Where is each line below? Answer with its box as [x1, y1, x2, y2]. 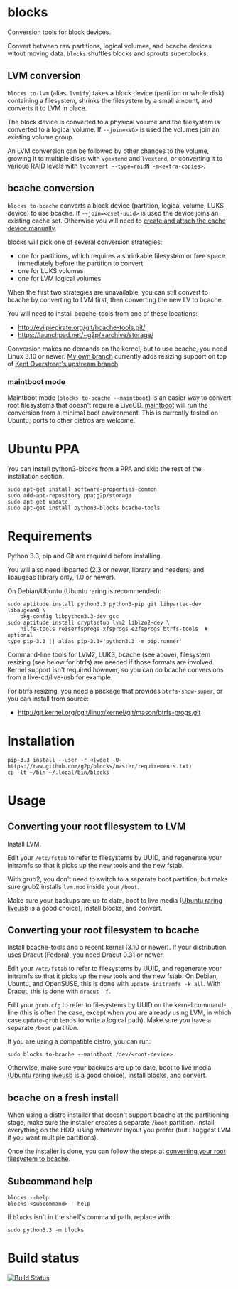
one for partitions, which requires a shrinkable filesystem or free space [17, 251, 226, 260]
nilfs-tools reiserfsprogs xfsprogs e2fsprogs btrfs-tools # [20, 625, 208, 632]
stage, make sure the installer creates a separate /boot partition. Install [7, 1118, 215, 1127]
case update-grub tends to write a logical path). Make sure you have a [7, 1016, 212, 1024]
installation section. [7, 472, 64, 480]
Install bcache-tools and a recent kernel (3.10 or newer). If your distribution [7, 943, 227, 952]
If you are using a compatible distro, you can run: [7, 1037, 151, 1046]
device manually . [7, 223, 57, 232]
